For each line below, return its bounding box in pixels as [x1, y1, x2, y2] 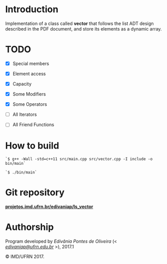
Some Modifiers [12, 91, 46, 97]
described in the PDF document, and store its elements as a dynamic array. [5, 25, 162, 32]
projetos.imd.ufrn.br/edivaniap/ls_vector [5, 203, 94, 210]
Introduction [5, 4, 59, 15]
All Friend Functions [12, 122, 55, 128]
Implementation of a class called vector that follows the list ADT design [5, 20, 154, 26]
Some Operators [12, 101, 47, 107]
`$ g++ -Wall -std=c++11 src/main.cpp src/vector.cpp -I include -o [5, 157, 153, 162]
